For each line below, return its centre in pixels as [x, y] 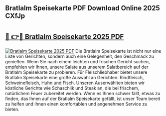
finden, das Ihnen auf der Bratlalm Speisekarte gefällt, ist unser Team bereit [83, 99]
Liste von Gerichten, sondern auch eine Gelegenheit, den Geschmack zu [80, 56]
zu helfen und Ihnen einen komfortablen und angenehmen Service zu [76, 104]
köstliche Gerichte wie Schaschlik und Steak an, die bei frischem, [72, 88]
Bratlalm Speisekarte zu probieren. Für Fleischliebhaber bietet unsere [76, 72]
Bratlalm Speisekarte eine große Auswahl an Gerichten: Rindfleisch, [75, 77]
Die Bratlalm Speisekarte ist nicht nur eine [118, 51]
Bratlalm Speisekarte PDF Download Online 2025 [83, 8]
